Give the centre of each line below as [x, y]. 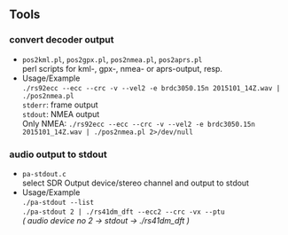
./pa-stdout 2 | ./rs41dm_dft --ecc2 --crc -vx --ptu [123, 212]
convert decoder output [62, 40]
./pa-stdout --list [58, 202]
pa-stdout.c [44, 174]
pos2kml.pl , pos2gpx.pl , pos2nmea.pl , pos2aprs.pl [112, 59]
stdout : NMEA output [61, 114]
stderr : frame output [60, 105]
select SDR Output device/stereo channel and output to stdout [136, 183]
